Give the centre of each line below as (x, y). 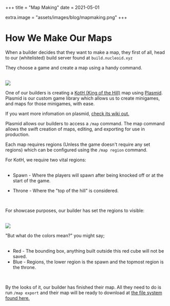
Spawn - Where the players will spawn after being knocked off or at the (88, 175)
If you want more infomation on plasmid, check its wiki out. (67, 113)
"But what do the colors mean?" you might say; (55, 235)
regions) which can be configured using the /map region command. (76, 150)
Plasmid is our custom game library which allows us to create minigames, (83, 98)
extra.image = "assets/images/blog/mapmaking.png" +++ (66, 17)
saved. (20, 256)
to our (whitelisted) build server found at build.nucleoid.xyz (69, 58)
